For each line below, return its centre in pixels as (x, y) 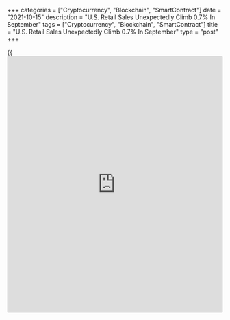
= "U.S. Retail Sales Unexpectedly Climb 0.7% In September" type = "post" (113, 32)
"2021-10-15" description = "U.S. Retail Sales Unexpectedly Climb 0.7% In (111, 17)
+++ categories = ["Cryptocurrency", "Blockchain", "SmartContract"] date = (114, 10)
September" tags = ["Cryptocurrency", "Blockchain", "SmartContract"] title (112, 24)
